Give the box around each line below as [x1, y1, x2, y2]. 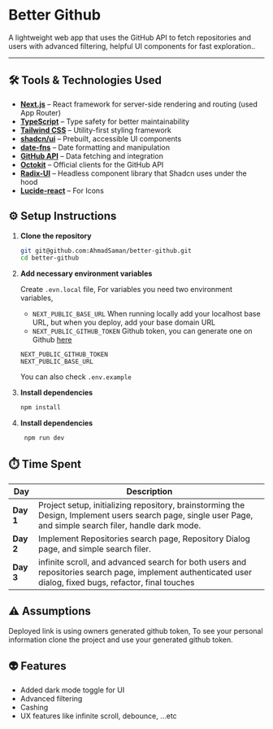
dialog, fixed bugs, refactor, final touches [37, 576, 195, 587]
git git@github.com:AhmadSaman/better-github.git [19, 247, 193, 255]
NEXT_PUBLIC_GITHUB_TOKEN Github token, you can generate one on [32, 326, 253, 336]
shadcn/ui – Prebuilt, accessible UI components [19, 133, 182, 143]
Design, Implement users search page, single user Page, [37, 509, 253, 521]
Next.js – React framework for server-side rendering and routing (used [19, 99, 258, 109]
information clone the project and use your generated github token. [8, 635, 233, 644]
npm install [19, 404, 61, 412]
